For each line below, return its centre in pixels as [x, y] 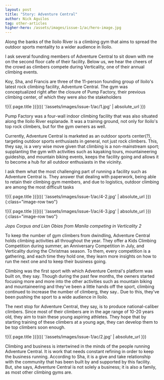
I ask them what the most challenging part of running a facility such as [76, 171]
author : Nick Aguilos [27, 19]
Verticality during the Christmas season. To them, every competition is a [78, 251]
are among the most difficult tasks [40, 187]
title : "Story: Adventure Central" [41, 14]
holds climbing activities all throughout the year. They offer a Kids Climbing [81, 241]
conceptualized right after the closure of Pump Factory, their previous [75, 92]
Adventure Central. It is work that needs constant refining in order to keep [80, 352]
